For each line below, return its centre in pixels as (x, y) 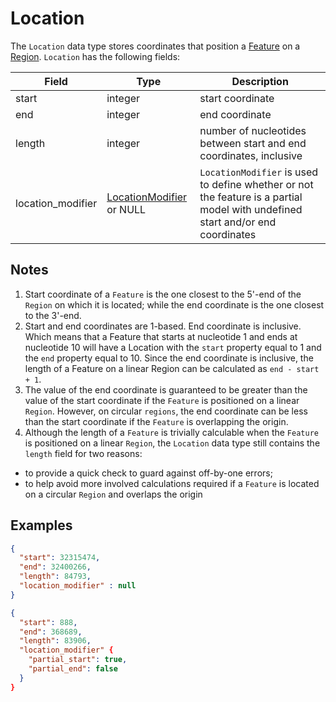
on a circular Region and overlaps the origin (113, 494)
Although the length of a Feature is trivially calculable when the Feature (171, 432)
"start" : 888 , (48, 622)
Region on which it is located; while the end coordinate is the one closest (174, 304)
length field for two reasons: (83, 453)
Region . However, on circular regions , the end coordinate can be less (166, 411)
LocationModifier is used (259, 172)
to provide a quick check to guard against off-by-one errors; (148, 473)
